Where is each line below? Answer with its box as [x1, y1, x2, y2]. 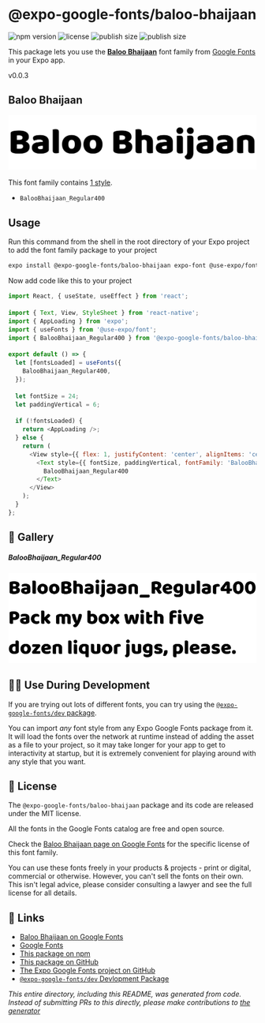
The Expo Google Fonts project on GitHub [19, 965, 155, 976]
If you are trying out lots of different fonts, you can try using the [8, 699, 215, 709]
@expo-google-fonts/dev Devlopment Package [19, 974, 170, 984]
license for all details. [8, 888, 77, 897]
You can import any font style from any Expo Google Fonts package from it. [8, 723, 254, 733]
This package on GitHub [19, 957, 99, 967]
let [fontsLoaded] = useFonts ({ [15, 359, 122, 367]
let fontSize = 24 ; [15, 392, 80, 400]
